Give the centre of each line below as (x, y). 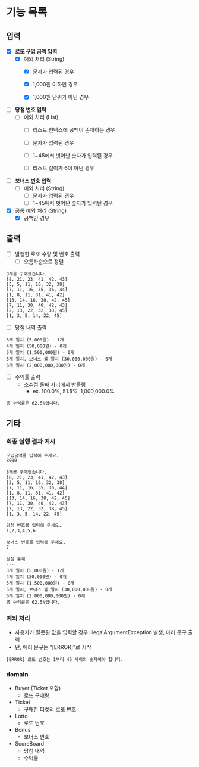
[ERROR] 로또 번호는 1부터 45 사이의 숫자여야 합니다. (65, 660)
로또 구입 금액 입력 (36, 52)
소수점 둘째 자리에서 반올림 (55, 384)
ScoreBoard (29, 744)
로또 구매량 (36, 695)
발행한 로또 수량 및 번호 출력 (47, 254)
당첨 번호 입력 (30, 110)
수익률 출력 (28, 377)
